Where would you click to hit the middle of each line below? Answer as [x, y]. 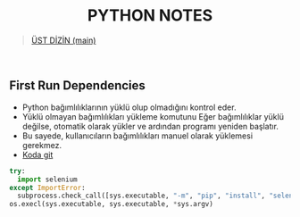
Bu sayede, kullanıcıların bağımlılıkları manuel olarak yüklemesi [137, 136]
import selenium [47, 179]
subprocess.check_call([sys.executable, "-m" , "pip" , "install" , [142, 196]
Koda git [37, 154]
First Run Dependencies [77, 86]
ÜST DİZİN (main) [63, 40]
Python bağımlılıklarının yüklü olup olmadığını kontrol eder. [129, 107]
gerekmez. [42, 145]
